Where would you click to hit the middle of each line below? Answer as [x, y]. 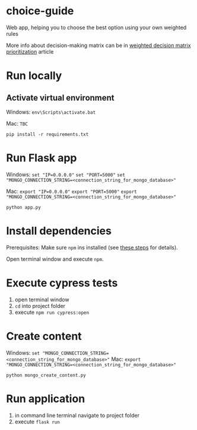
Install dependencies [59, 231]
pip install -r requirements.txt [47, 134]
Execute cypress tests [62, 283]
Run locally [34, 76]
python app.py [24, 207]
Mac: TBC [17, 123]
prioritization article [30, 51]
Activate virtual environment [60, 97]
